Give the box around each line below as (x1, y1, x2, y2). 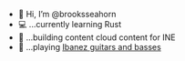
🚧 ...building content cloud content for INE (17, 32, 176, 43)
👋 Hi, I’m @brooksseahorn (17, 9, 117, 19)
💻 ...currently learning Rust (17, 19, 122, 29)
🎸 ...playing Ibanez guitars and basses (17, 42, 161, 52)
